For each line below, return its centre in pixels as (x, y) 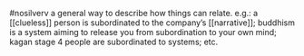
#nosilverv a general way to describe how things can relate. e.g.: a (134, 13)
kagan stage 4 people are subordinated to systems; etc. (114, 42)
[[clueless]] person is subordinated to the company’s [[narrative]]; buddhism (152, 23)
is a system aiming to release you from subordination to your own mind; (143, 32)
